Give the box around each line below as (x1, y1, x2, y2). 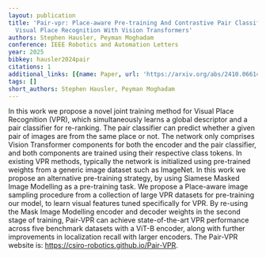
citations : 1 (8, 63, 51, 71)
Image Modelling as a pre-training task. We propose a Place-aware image (8, 182, 249, 192)
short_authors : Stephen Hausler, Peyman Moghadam (8, 84, 176, 93)
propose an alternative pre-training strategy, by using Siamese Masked (8, 174, 240, 183)
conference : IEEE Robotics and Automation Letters (8, 41, 179, 49)
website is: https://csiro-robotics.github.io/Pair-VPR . (8, 241, 178, 250)
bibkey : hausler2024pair (8, 56, 90, 64)
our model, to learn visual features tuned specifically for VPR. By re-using (8, 199, 249, 208)
